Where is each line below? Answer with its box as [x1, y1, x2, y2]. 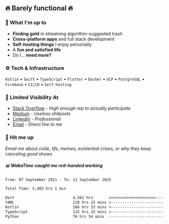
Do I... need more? [12, 52, 52, 58]
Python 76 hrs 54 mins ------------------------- [5, 214, 165, 219]
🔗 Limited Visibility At [5, 94, 59, 101]
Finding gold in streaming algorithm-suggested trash [12, 30, 123, 37]
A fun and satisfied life [12, 46, 61, 52]
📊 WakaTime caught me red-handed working [5, 163, 103, 169]
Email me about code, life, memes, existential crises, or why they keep [5, 145, 151, 152]
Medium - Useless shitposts [12, 111, 71, 117]
